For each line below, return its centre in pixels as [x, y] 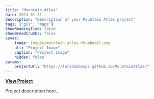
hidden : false [29, 57]
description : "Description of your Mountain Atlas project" [71, 19]
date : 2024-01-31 [24, 15]
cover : [12, 39]
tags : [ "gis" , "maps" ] [29, 24]
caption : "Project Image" [42, 52]
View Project [19, 81]
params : [14, 62]
